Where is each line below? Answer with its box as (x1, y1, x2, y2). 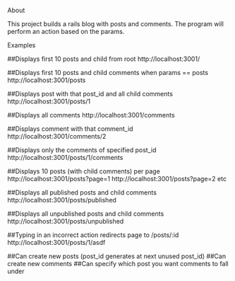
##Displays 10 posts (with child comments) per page (7, 167, 160, 176)
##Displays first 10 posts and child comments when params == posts (7, 69, 209, 76)
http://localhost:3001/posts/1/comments (7, 154, 123, 161)
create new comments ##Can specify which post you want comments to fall (7, 260, 229, 268)
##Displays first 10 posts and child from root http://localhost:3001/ (7, 55, 200, 63)
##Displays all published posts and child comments (7, 188, 157, 197)
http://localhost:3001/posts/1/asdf (7, 239, 106, 246)
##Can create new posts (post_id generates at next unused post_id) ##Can (7, 252, 227, 260)
